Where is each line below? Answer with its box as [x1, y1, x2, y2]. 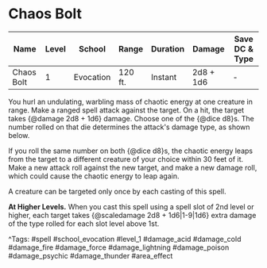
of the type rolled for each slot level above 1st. [8, 219, 160, 228]
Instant [150, 71, 177, 82]
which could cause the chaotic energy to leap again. [8, 171, 180, 181]
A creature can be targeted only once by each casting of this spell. [8, 186, 226, 196]
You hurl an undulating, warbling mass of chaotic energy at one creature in [8, 97, 253, 106]
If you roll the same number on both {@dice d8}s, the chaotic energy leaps [8, 146, 253, 155]
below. [8, 130, 30, 140]
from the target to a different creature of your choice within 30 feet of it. [8, 154, 244, 163]
